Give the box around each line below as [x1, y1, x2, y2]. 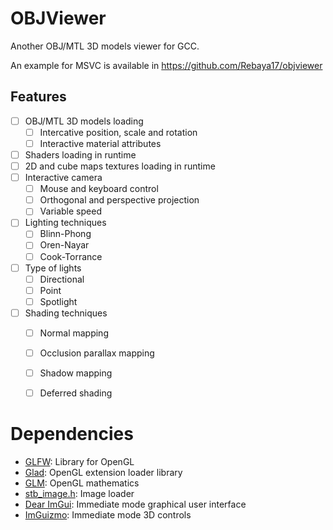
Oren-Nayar [39, 239, 90, 251]
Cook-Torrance [39, 250, 103, 262]
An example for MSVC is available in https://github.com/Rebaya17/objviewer [10, 59, 323, 71]
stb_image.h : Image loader [24, 488, 135, 500]
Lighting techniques [24, 217, 107, 229]
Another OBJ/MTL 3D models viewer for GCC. [10, 40, 200, 52]
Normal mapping [39, 327, 109, 339]
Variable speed [39, 205, 102, 217]
